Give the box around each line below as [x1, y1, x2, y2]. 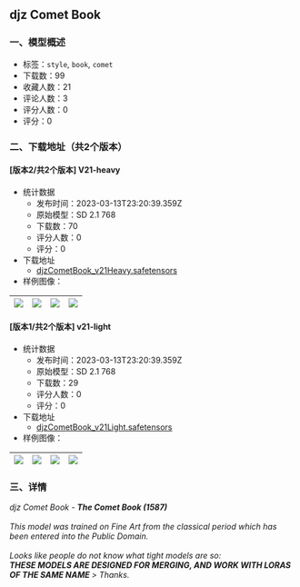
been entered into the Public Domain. [9, 531, 149, 542]
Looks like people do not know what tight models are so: [9, 550, 222, 562]
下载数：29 [35, 377, 79, 389]
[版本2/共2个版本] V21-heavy [9, 164, 121, 175]
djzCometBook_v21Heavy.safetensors [35, 264, 177, 275]
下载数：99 [22, 70, 65, 81]
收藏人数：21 [22, 81, 72, 92]
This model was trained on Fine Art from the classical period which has [9, 522, 277, 532]
